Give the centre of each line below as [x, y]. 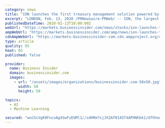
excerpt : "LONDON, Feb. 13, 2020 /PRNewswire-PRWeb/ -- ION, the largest [82, 19]
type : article [20, 42]
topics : [13, 100]
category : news [21, 10]
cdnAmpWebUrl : [20, 37]
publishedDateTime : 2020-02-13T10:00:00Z [48, 23]
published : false [23, 55]
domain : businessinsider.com [39, 73]
